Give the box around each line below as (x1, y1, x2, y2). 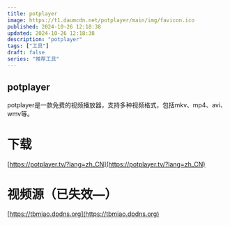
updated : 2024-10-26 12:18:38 (7, 29, 95, 37)
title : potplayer (7, 10, 58, 17)
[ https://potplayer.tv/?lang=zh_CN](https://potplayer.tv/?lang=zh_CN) (7, 160, 206, 168)
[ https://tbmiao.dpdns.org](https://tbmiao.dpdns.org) (7, 210, 160, 218)
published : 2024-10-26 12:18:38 (7, 23, 101, 30)
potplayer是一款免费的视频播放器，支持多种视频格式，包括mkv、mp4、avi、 (7, 100, 227, 109)
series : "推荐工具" (7, 56, 60, 63)
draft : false (7, 49, 45, 56)
